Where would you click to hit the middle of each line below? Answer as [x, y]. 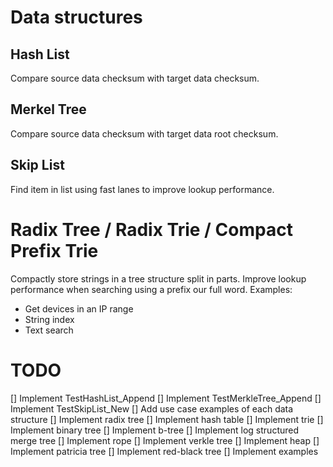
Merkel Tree [48, 109]
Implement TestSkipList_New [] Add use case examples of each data [152, 408]
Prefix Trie [54, 250]
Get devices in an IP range [79, 308]
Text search [49, 330]
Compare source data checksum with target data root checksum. [144, 133]
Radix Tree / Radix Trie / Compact [151, 229]
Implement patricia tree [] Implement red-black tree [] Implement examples [164, 451]
